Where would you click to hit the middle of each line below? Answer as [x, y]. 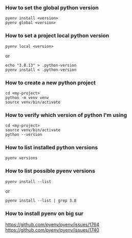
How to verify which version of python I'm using [66, 115]
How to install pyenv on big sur [44, 213]
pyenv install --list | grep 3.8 [41, 201]
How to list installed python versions [52, 148]
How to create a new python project [51, 83]
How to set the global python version [52, 8]
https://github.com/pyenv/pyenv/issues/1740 [52, 230]
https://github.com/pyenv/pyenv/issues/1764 [52, 225]
